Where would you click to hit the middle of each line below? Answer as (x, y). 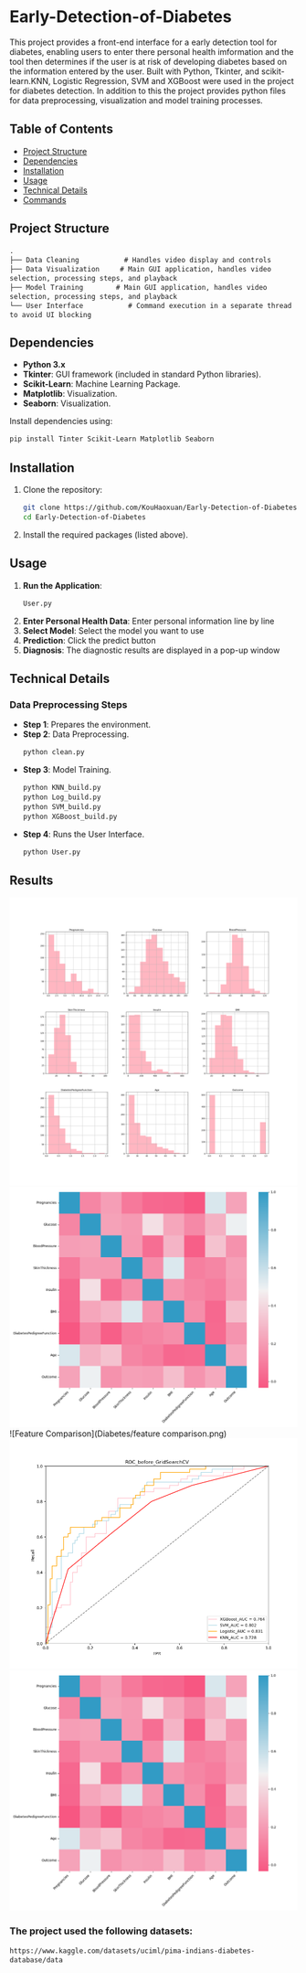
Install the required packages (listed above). (106, 534)
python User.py (52, 852)
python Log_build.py (62, 797)
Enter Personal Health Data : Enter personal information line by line (148, 621)
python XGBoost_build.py (70, 816)
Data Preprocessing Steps (69, 704)
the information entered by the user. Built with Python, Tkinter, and (135, 71)
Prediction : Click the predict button (90, 640)
